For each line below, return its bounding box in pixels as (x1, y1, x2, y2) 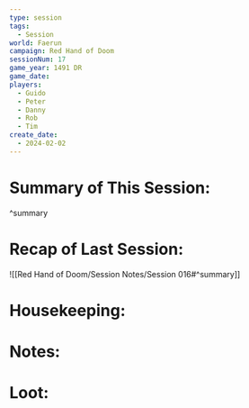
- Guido (17, 88, 47, 97)
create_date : (9, 131, 58, 140)
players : (9, 80, 42, 89)
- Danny (17, 105, 47, 114)
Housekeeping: (9, 300, 126, 321)
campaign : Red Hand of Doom (9, 47, 115, 56)
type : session (9, 13, 63, 23)
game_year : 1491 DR (9, 64, 83, 73)
